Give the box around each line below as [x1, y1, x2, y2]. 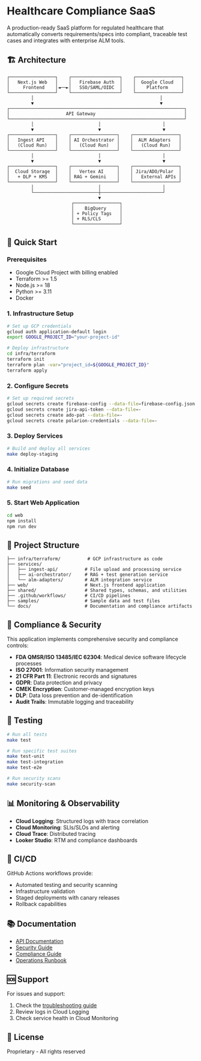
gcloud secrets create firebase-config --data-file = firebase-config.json [7, 401, 196, 407]
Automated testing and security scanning [15, 881, 118, 889]
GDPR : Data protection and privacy [15, 679, 103, 686]
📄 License [7, 1032, 44, 1042]
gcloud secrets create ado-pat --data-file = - [7, 412, 122, 418]
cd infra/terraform [7, 351, 56, 357]
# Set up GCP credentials [7, 323, 71, 329]
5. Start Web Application [7, 498, 80, 507]
